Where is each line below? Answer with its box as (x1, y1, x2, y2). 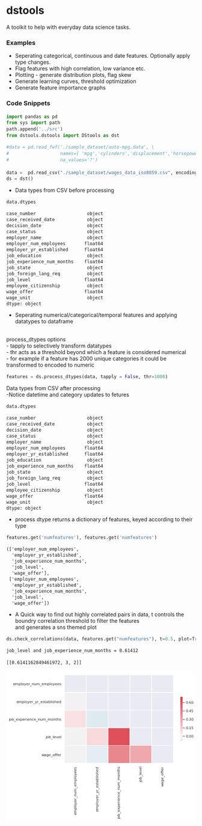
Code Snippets (6, 99, 50, 108)
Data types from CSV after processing (6, 385, 101, 392)
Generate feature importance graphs (14, 84, 106, 91)
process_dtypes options (6, 336, 66, 343)
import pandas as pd (6, 114, 58, 120)
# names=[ (6, 150, 79, 156)
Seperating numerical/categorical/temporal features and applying (14, 311, 177, 319)
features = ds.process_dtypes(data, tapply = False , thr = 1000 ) (6, 374, 168, 380)
